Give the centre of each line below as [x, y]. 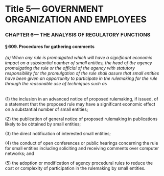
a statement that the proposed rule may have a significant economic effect [80, 104]
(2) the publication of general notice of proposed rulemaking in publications [81, 119]
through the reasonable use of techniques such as [56, 84]
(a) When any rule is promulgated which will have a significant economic [79, 58]
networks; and [20, 153]
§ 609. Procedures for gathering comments [50, 46]
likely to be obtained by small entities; [43, 124]
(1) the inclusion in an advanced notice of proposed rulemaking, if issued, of [82, 99]
